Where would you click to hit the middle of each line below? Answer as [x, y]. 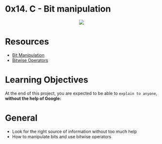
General [21, 118]
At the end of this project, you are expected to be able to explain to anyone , [81, 93]
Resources [27, 42]
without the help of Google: [33, 98]
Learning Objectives [47, 80]
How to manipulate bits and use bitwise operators [62, 136]
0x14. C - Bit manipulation [58, 9]
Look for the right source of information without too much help [74, 131]
